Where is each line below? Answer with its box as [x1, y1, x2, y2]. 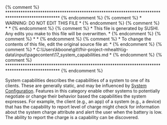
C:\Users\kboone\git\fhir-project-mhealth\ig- [36, 47, 129, 52]
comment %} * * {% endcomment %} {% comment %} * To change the [5, 36, 152, 42]
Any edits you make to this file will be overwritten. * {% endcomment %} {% [5, 31, 161, 36]
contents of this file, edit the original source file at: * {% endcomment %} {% [5, 41, 163, 47]
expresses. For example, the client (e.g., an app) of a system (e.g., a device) [5, 99, 162, 104]
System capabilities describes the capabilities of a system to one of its [5, 77, 150, 83]
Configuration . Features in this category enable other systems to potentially [5, 88, 161, 94]
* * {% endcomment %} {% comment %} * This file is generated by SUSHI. [5, 25, 160, 31]
